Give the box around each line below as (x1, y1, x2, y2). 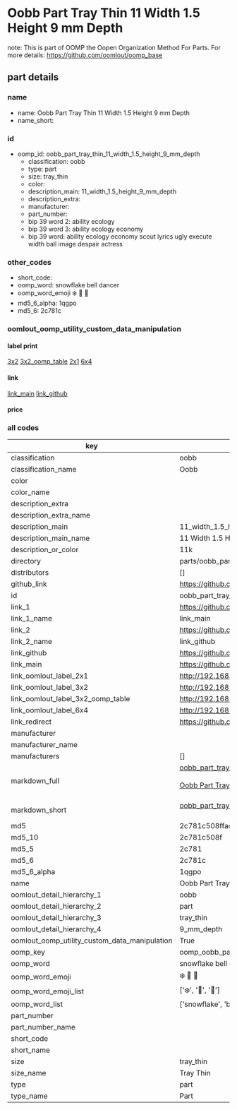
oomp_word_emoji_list (11, 986, 85, 996)
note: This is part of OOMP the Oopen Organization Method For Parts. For (7, 43, 221, 52)
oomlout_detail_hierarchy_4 (11, 924, 102, 934)
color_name (11, 487, 50, 497)
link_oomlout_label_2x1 (11, 671, 89, 681)
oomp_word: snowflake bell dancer (17, 281, 120, 290)
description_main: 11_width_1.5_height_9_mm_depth (28, 187, 177, 196)
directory (11, 556, 41, 566)
